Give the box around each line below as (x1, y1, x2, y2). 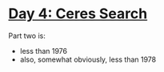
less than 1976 (19, 46, 68, 55)
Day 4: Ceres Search (8, 5, 148, 23)
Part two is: (8, 31, 46, 40)
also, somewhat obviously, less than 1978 (19, 55, 157, 64)
